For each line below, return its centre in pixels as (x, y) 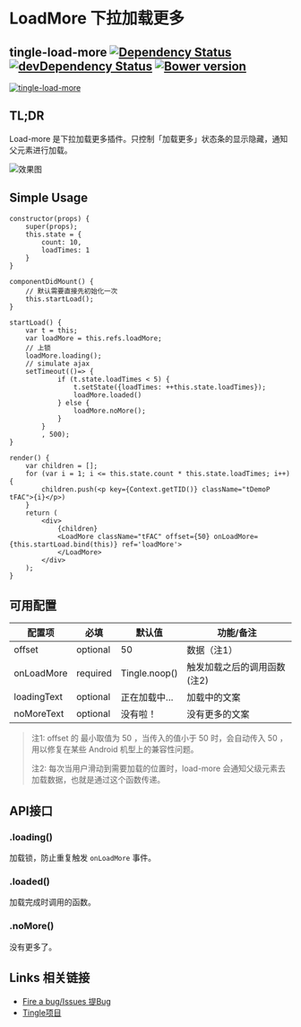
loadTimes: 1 (66, 250)
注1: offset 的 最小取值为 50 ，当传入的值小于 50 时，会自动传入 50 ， (159, 739)
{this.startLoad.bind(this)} (64, 544)
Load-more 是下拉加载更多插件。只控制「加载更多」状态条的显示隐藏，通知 (149, 138)
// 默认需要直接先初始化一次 (72, 291)
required (94, 673)
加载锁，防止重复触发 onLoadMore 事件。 (83, 858)
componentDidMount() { (52, 281)
